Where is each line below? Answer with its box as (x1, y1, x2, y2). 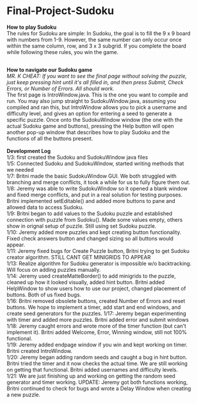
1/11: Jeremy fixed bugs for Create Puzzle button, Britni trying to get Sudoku (6, 247, 190, 254)
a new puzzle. (6, 391, 40, 398)
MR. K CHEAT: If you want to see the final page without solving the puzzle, (6, 72, 187, 79)
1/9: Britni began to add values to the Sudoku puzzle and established (6, 210, 172, 217)
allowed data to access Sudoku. (6, 203, 84, 211)
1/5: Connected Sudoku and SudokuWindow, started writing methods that (6, 160, 184, 167)
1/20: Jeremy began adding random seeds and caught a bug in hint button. (6, 353, 188, 360)
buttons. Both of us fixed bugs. (6, 291, 81, 298)
